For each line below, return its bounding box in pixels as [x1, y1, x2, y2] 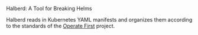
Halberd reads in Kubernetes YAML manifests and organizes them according [6, 16, 193, 23]
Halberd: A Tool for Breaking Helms [6, 5, 92, 12]
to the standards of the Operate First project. [6, 23, 115, 29]
